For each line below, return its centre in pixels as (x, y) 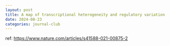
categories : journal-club (33, 24)
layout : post (19, 10)
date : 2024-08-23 (24, 19)
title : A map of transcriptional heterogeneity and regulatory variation (85, 15)
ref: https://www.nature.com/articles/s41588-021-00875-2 (67, 38)
